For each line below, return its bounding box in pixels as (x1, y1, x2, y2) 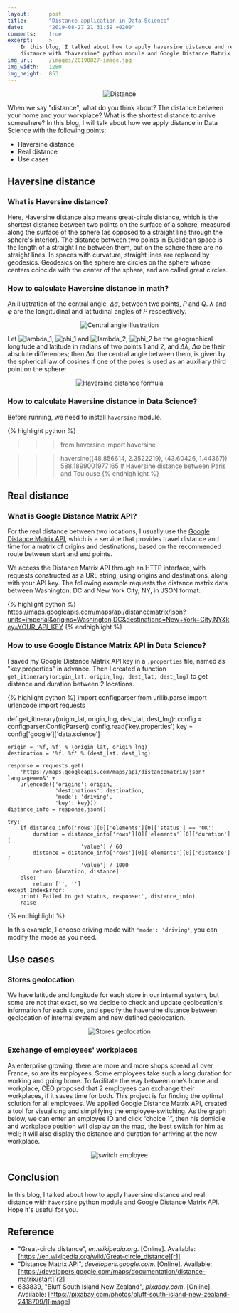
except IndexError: (7, 886, 65, 893)
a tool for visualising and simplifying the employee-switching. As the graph (7, 1107, 226, 1115)
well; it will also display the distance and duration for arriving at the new (7, 1129, 218, 1138)
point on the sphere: (7, 365, 67, 373)
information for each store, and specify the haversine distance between (7, 1006, 217, 1014)
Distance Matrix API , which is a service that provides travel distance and (7, 535, 219, 543)
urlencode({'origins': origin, (20, 780, 113, 788)
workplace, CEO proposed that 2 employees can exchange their (7, 1084, 195, 1093)
